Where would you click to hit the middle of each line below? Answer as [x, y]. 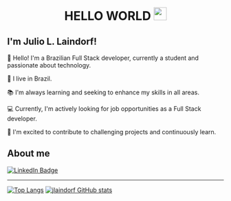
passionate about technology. [49, 65]
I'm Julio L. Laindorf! [52, 41]
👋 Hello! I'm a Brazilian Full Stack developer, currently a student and [103, 58]
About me [29, 154]
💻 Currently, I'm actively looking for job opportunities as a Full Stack [104, 109]
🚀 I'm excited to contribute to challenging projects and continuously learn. [112, 132]
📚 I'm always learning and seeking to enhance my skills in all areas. [103, 92]
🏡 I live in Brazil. [30, 78]
